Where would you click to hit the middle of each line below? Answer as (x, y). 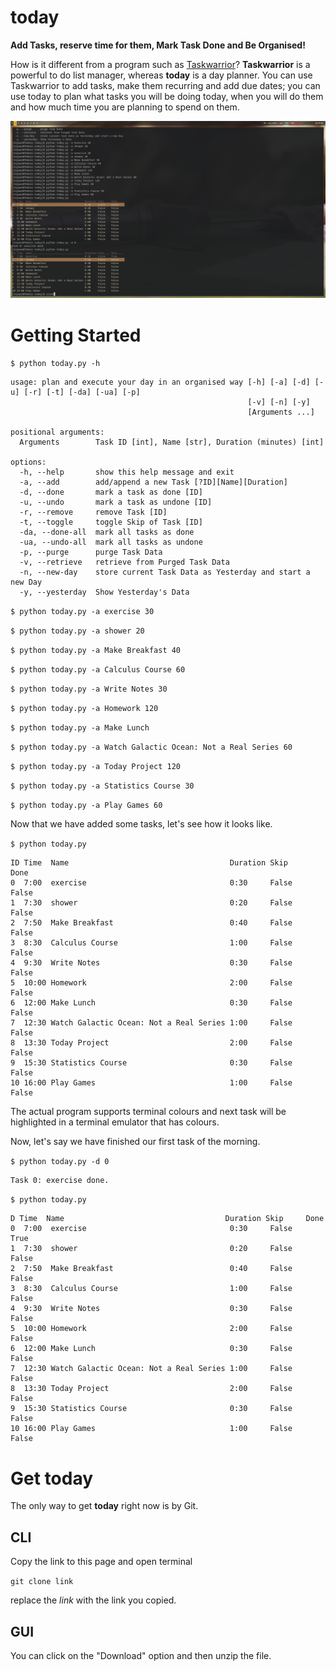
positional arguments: (57, 432)
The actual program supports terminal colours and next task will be (148, 1112)
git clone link (42, 1582)
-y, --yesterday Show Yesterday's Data (104, 592)
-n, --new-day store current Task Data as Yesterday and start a (165, 572)
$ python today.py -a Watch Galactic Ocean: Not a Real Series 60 (151, 747)
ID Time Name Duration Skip (149, 863)
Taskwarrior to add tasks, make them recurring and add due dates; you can (165, 85)
